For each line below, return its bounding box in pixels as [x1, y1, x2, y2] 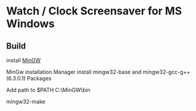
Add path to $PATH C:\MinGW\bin [6, 86, 90, 94]
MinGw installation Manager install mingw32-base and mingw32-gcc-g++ [6, 68, 191, 76]
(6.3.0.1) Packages [6, 75, 52, 82]
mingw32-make [6, 98, 46, 105]
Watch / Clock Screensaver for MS [6, 4, 182, 18]
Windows [6, 17, 55, 31]
